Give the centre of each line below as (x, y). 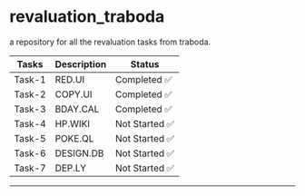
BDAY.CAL (77, 109)
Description (81, 64)
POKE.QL (74, 138)
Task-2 (30, 94)
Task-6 (30, 153)
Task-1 (30, 79)
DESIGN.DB (79, 153)
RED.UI (70, 79)
